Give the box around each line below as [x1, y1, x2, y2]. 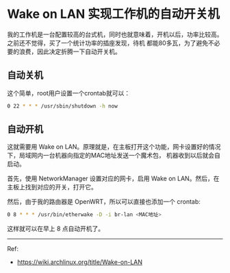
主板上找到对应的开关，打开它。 [7, 183, 97, 191]
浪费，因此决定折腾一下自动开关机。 [18, 47, 121, 56]
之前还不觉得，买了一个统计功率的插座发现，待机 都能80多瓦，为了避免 [7, 38, 209, 47]
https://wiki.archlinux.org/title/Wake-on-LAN [16, 258, 142, 266]
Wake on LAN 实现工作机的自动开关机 [7, 6, 220, 22]
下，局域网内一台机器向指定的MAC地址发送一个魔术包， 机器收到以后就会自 [7, 152, 220, 160]
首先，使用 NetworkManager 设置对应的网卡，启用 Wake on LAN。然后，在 [7, 174, 220, 182]
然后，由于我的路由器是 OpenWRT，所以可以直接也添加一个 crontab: [7, 198, 201, 206]
